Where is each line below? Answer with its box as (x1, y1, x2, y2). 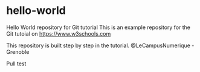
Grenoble (6, 48, 30, 55)
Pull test (6, 60, 27, 67)
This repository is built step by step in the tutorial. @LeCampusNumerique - (6, 42, 195, 49)
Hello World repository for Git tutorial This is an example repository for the (6, 24, 191, 31)
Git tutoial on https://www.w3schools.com (6, 30, 111, 37)
